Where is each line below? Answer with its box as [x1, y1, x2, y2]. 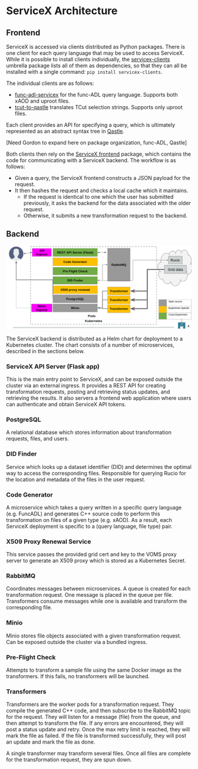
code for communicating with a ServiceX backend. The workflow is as [6, 157, 176, 163]
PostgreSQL [6, 415, 41, 423]
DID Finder [6, 450, 37, 458]
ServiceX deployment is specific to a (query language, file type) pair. [6, 522, 173, 530]
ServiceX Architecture [6, 4, 118, 18]
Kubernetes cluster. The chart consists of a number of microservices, [6, 341, 175, 349]
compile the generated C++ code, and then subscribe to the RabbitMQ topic [6, 707, 191, 714]
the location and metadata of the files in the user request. [6, 476, 146, 483]
